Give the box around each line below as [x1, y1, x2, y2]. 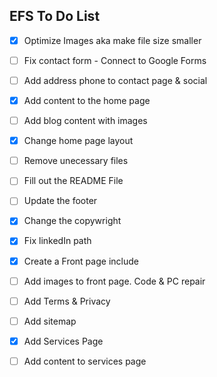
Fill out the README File [23, 175, 124, 187]
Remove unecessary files [23, 155, 129, 167]
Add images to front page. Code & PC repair [23, 275, 206, 287]
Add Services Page [23, 335, 104, 347]
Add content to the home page [23, 95, 151, 106]
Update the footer [23, 195, 98, 207]
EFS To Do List [9, 8, 101, 25]
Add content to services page [23, 355, 147, 367]
